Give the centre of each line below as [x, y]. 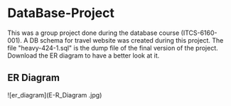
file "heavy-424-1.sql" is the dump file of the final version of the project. [113, 48]
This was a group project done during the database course [93, 33]
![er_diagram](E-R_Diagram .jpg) [55, 95]
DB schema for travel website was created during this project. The [127, 40]
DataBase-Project [61, 13]
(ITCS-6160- [199, 33]
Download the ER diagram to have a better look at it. [84, 55]
